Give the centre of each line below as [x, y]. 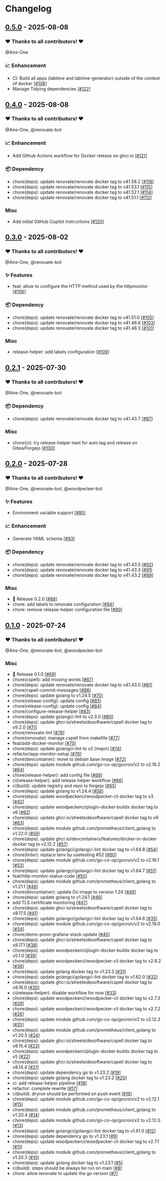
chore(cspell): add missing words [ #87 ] [53, 680]
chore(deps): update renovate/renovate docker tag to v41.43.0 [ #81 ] [83, 685]
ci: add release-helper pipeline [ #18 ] [50, 1083]
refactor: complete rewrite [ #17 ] [45, 1089]
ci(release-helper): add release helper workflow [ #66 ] [68, 781]
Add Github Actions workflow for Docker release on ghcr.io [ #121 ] [80, 156]
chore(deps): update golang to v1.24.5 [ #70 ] [58, 696]
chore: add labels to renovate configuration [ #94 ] [63, 604]
